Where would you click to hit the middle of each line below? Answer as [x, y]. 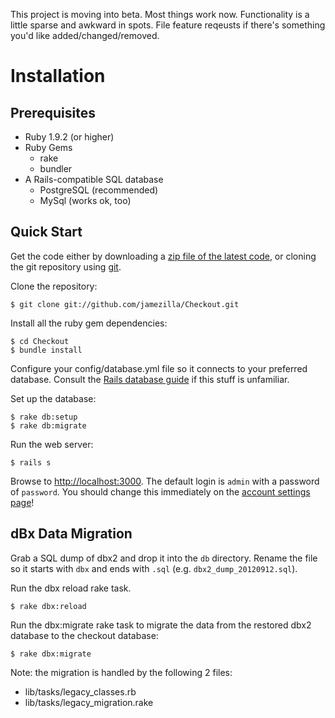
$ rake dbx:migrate [51, 654]
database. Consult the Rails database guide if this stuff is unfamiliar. [150, 379]
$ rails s [31, 462]
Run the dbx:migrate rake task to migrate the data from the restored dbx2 [161, 625]
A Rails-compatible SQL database [94, 179]
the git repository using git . [66, 266]
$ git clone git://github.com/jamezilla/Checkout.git [125, 304]
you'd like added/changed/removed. [85, 35]
